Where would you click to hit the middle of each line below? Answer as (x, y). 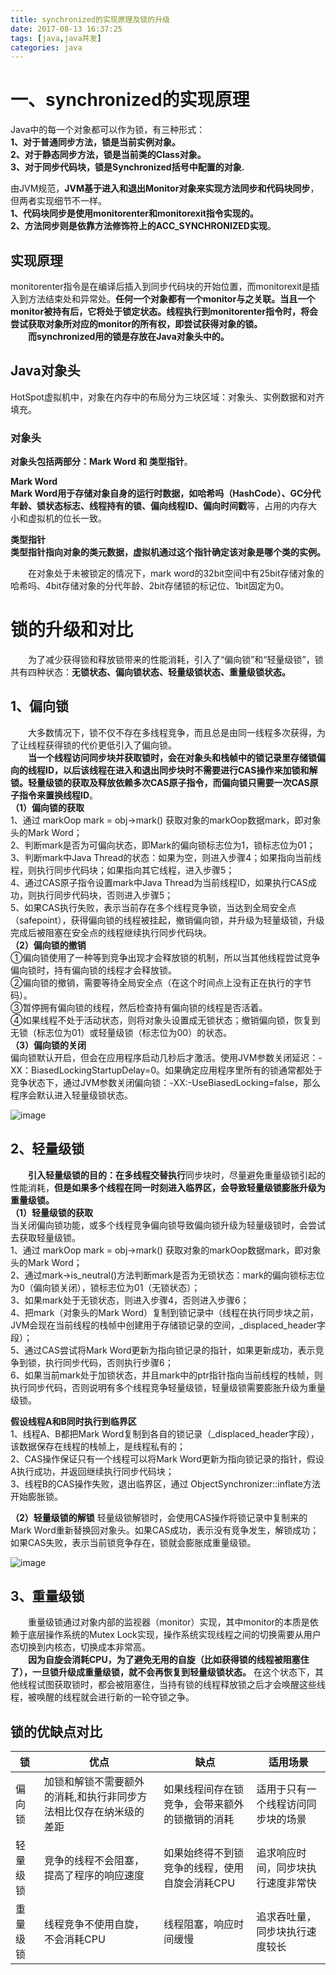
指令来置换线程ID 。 (58, 795)
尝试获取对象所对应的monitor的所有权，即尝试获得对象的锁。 (136, 324)
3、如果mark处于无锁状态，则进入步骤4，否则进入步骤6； (130, 1300)
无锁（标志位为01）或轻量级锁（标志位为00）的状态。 (121, 1032)
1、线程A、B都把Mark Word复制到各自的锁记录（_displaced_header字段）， (165, 1433)
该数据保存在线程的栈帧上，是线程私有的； (98, 1446)
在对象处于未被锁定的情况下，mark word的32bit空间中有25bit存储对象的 (176, 573)
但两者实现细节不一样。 (58, 201)
